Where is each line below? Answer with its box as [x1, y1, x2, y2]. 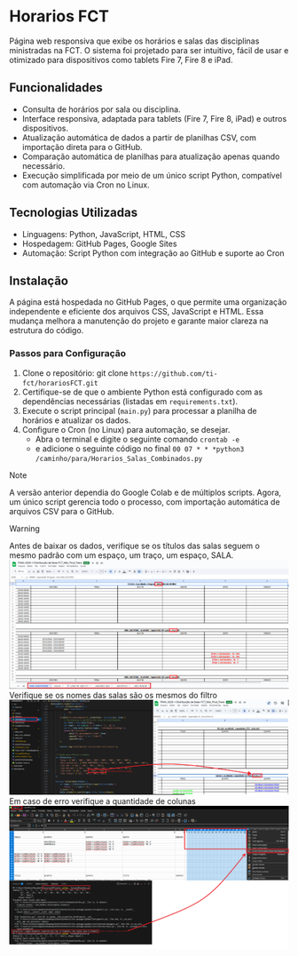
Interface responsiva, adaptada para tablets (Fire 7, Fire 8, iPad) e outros [21, 113, 287, 123]
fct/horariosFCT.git [21, 378, 98, 387]
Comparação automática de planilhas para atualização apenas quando [21, 151, 280, 162]
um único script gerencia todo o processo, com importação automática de [9, 496, 281, 507]
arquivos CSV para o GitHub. [9, 506, 114, 516]
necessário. [21, 160, 66, 171]
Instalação [9, 273, 69, 288]
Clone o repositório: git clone [21, 367, 129, 378]
